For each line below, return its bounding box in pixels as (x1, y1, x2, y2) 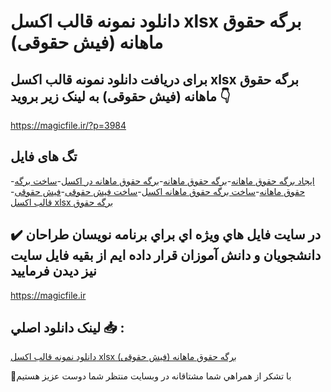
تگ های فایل (10, 148, 78, 165)
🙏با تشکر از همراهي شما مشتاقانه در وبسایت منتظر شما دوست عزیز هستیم (10, 370, 292, 382)
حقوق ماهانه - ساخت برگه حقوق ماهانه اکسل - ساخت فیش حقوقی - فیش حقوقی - (10, 185, 306, 197)
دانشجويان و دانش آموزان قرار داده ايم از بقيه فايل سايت (10, 247, 322, 264)
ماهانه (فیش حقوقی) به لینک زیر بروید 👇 (10, 88, 231, 105)
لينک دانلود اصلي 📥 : (10, 320, 125, 337)
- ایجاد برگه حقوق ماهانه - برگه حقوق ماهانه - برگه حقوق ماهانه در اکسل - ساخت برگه (10, 175, 315, 187)
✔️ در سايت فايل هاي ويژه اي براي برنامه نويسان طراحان (10, 226, 322, 244)
